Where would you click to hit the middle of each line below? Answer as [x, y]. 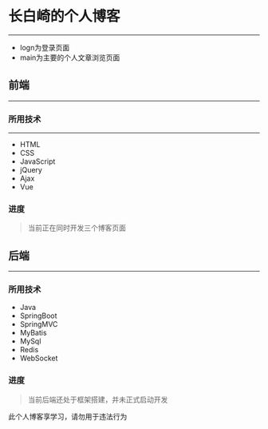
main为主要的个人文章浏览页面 [70, 58]
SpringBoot [38, 316]
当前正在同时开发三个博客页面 [77, 228]
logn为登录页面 [45, 47]
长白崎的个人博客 [65, 16]
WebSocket [39, 358]
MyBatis [33, 333]
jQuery [31, 170]
